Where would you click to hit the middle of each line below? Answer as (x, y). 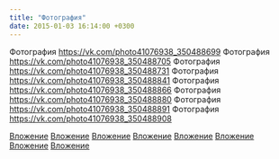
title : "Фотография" (48, 18)
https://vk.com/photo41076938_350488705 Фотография (115, 61)
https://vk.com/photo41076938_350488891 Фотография (114, 109)
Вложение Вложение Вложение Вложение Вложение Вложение (132, 136)
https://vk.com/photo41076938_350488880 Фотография (115, 99)
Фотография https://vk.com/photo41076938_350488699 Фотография (139, 51)
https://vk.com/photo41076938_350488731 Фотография (114, 71)
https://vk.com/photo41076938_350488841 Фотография (114, 80)
